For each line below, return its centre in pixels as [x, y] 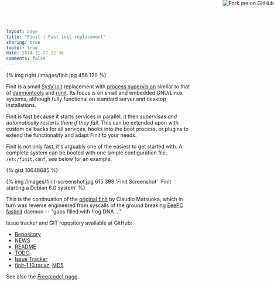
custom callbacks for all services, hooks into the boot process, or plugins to [97, 129]
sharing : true [23, 42]
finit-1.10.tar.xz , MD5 [39, 265]
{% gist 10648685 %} [32, 170]
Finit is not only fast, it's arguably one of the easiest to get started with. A [94, 147]
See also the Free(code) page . [42, 277]
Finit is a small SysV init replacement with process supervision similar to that [98, 87]
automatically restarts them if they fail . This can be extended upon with [92, 123]
